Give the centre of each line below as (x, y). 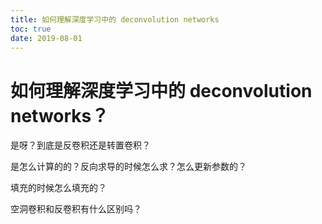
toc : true (31, 29)
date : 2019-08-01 (46, 38)
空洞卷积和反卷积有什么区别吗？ (76, 209)
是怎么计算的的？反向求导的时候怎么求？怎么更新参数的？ (128, 167)
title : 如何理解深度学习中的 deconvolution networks (115, 19)
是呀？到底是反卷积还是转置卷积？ (80, 145)
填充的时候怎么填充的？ (58, 188)
